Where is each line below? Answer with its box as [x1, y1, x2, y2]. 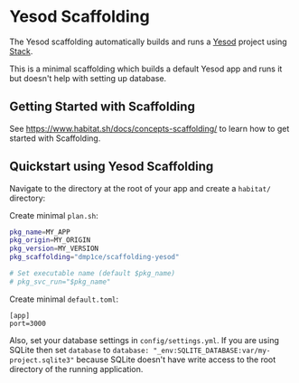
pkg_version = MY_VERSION [9, 244, 99, 254]
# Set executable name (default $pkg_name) [9, 269, 176, 278]
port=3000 [9, 319, 47, 328]
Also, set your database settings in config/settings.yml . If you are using [9, 334, 280, 345]
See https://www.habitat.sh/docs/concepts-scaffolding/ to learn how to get [9, 123, 290, 134]
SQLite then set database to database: [9, 344, 150, 355]
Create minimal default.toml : [9, 294, 119, 304]
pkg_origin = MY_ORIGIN [9, 236, 91, 245]
